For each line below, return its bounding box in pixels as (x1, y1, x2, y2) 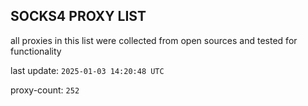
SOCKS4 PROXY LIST (10, 8, 147, 25)
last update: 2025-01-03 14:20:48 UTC (10, 64, 165, 76)
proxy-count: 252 (10, 84, 80, 96)
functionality (10, 45, 62, 57)
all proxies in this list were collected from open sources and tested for (10, 34, 298, 46)
